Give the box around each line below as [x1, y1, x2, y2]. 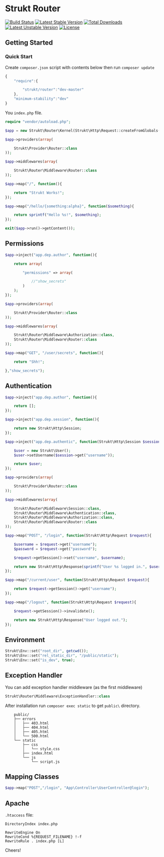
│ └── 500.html [14, 734, 49, 738]
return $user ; [14, 462, 42, 466]
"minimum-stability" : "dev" [14, 97, 69, 101]
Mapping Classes [5, 772, 60, 781]
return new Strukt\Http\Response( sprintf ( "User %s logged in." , [14, 564, 147, 569]
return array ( [14, 261, 42, 266]
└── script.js [31, 759, 60, 764]
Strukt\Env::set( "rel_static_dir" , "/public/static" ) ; [5, 653, 119, 658]
